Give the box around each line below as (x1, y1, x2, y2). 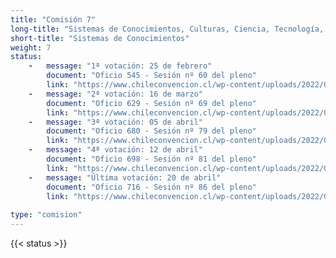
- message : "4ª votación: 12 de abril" (28, 145, 203, 155)
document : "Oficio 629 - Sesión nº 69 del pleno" (46, 98, 257, 108)
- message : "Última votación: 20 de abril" (28, 172, 222, 183)
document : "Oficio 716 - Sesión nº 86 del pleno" (46, 182, 257, 192)
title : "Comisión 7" (10, 14, 97, 25)
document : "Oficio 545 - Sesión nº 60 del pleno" (46, 71, 257, 81)
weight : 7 (10, 42, 52, 53)
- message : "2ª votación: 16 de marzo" (28, 89, 203, 99)
